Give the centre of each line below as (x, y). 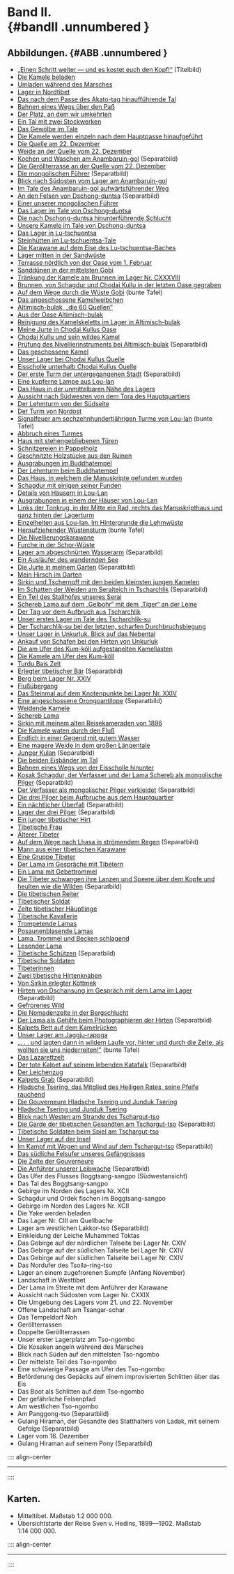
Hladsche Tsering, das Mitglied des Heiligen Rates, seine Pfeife (108, 1087)
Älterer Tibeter (38, 835)
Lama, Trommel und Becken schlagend (73, 938)
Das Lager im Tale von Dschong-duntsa (74, 211)
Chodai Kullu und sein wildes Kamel (69, 337)
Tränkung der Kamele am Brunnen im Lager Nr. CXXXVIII (99, 277)
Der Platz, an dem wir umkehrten (64, 114)
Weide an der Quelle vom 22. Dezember (75, 151)
